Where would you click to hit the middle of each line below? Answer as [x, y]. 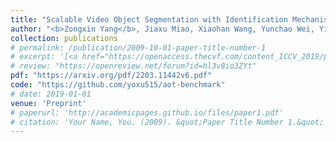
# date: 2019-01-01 [51, 94]
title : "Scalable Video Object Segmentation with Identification [149, 19]
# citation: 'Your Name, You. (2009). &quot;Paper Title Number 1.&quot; [167, 122]
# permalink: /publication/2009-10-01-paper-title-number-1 [138, 47]
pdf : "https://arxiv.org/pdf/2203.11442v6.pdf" [111, 76]
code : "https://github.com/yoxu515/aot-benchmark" [118, 85]
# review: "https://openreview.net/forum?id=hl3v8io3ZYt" [133, 66]
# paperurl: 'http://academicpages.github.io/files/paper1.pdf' [147, 112]
